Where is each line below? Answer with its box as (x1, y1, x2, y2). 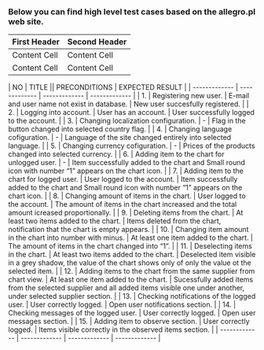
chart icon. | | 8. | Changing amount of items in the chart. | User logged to (8, 191, 246, 201)
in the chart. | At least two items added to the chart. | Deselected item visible (8, 250, 256, 260)
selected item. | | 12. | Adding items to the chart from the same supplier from (8, 267, 255, 276)
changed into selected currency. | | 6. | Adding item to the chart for (8, 149, 225, 159)
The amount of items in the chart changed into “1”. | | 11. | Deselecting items (8, 241, 253, 251)
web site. (8, 16, 45, 27)
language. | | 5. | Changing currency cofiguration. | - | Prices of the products (8, 141, 255, 151)
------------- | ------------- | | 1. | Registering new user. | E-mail (42, 91, 250, 101)
